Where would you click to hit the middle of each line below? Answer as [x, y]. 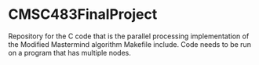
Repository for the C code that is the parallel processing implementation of [129, 36]
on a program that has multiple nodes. [70, 52]
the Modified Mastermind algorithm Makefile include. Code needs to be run [129, 44]
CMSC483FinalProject [83, 14]
